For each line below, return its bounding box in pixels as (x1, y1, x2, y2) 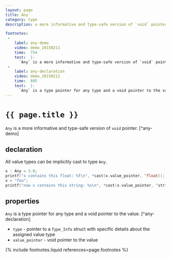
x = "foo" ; (5, 178, 28, 183)
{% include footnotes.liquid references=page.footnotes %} (5, 246, 129, 253)
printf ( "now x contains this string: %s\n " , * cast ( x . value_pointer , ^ (5, 183, 158, 188)
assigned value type (12, 231, 55, 238)
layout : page (5, 7, 33, 13)
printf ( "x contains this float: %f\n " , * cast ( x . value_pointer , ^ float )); (5, 173, 165, 179)
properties (5, 197, 40, 206)
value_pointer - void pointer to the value (12, 237, 98, 243)
